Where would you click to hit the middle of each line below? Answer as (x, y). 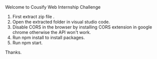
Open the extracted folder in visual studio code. (61, 22)
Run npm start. (28, 43)
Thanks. (13, 52)
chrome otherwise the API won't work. (51, 32)
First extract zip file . (33, 16)
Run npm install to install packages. (48, 37)
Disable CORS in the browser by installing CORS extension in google (82, 27)
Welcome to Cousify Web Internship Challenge (53, 7)
